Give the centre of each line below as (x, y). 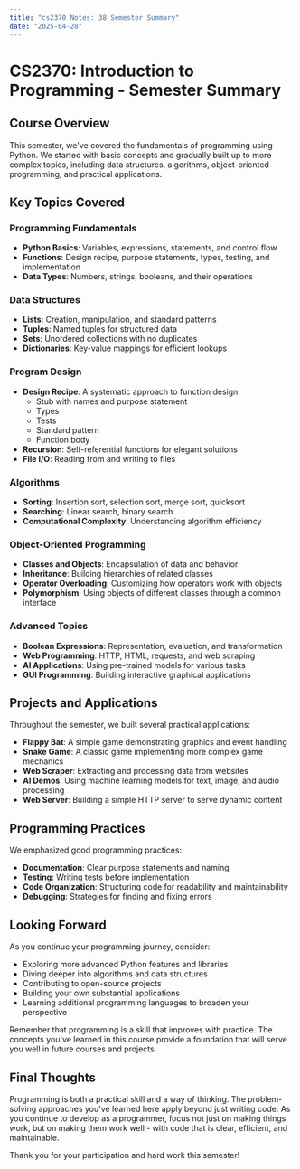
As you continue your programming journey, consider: (110, 947)
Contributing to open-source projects (92, 984)
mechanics (43, 761)
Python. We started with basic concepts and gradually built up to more (141, 155)
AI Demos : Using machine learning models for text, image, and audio (151, 781)
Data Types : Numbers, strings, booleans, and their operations (138, 277)
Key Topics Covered (67, 202)
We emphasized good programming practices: (96, 850)
